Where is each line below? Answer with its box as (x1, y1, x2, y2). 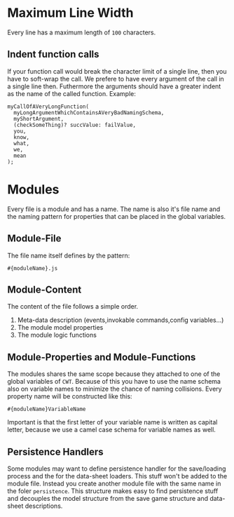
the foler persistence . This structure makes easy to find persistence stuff (7, 486, 219, 495)
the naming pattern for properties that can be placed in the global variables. (7, 212, 226, 220)
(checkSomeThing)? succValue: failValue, (13, 121, 137, 128)
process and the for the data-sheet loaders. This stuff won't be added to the (7, 471, 228, 480)
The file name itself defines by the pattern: (7, 251, 130, 260)
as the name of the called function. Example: (7, 89, 137, 98)
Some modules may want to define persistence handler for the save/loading (7, 464, 226, 473)
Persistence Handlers (7, 445, 104, 457)
